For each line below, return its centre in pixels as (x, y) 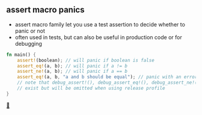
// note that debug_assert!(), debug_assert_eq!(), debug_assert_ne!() (109, 83)
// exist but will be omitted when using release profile (91, 89)
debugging (28, 43)
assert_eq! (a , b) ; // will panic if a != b (72, 66)
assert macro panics (45, 10)
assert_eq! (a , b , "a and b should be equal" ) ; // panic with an (99, 77)
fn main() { (21, 54)
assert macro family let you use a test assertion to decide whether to (100, 24)
